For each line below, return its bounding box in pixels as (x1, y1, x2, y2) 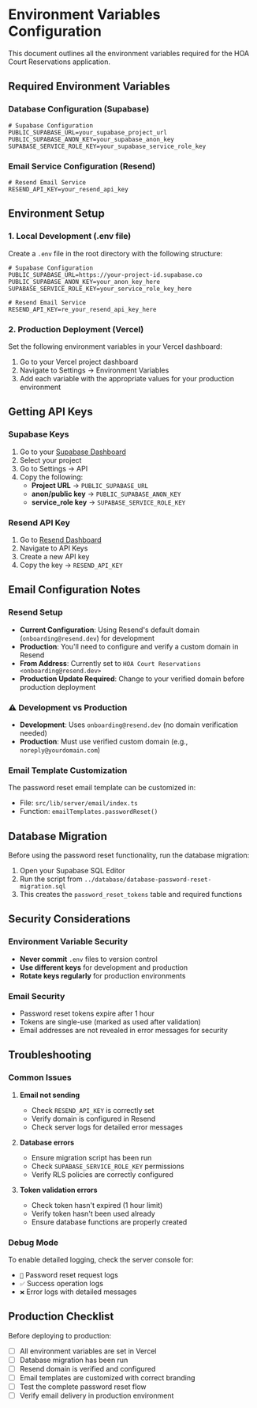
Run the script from (19, 874, 83, 884)
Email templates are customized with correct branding (19, 1372, 196, 1382)
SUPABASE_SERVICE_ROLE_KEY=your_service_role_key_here (8, 285, 192, 293)
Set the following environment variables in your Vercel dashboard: (8, 342, 222, 351)
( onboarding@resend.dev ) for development (19, 633, 155, 642)
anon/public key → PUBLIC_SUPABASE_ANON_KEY (31, 489, 181, 498)
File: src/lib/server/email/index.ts (19, 798, 138, 808)
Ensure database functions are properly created (31, 1217, 188, 1227)
